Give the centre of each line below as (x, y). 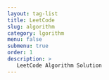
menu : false (25, 40)
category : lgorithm (36, 33)
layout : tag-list (33, 14)
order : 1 (20, 53)
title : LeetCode (31, 20)
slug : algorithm (31, 26)
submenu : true (28, 46)
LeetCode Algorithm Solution (59, 65)
